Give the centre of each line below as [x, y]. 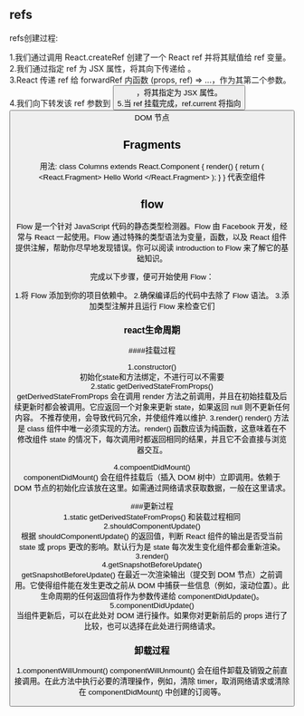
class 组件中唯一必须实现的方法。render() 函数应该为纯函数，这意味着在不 [157, 429]
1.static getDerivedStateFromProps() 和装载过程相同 [152, 517]
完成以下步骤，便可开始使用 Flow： [152, 277]
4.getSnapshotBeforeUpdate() [152, 565]
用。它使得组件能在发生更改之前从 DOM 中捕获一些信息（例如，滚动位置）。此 [152, 586]
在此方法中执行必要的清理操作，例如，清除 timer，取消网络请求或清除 [167, 682]
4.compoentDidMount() [152, 467]
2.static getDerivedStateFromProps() [152, 387]
